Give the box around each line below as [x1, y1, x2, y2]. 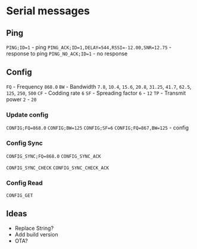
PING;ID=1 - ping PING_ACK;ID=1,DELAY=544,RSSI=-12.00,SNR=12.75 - [6, 43, 172, 51]
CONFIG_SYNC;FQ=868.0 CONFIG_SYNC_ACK [6, 154, 101, 160]
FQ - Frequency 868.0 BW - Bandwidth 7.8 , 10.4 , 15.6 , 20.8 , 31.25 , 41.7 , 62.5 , [6, 83, 192, 90]
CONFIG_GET [6, 192, 33, 198]
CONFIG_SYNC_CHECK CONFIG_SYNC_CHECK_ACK [6, 165, 109, 171]
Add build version [14, 231, 58, 238]
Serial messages [6, 4, 90, 18]
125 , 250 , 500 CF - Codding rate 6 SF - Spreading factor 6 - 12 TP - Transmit [6, 89, 186, 97]
